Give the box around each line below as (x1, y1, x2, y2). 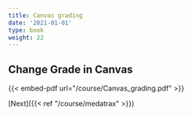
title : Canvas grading (8, 11, 83, 20)
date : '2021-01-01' (8, 19, 73, 27)
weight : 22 (8, 33, 44, 42)
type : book (8, 26, 44, 34)
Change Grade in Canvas (8, 62, 134, 76)
